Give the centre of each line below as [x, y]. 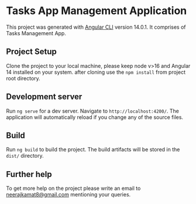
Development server [44, 97]
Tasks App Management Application [97, 11]
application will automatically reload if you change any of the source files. [94, 117]
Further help [29, 174]
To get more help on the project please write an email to [73, 188]
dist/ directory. [25, 156]
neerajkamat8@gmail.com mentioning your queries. [68, 195]
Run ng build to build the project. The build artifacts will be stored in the [93, 149]
